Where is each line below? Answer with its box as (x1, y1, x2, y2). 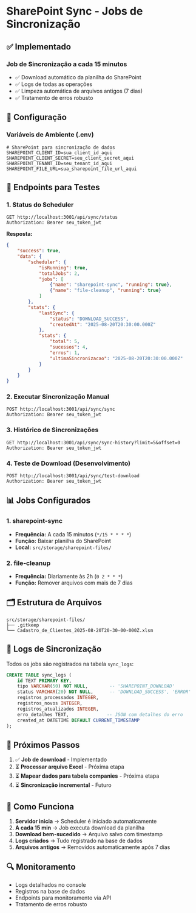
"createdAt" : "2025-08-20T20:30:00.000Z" (49, 321, 156, 327)
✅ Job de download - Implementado (15, 756, 107, 763)
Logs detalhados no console (15, 881, 86, 888)
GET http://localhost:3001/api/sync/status (6, 215, 118, 221)
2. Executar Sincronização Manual (6, 393, 109, 401)
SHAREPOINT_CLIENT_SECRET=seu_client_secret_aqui (6, 155, 135, 161)
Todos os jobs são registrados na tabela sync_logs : (6, 660, 134, 667)
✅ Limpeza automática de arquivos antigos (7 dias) (15, 87, 143, 94)
